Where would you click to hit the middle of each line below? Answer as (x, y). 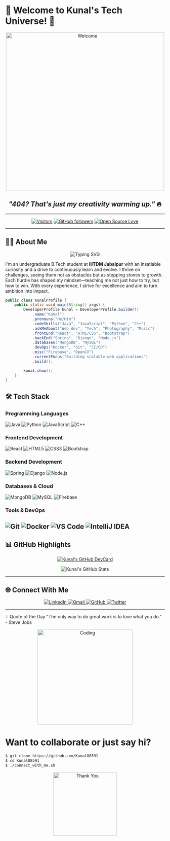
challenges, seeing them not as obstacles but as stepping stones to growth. (84, 275)
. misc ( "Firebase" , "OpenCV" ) (63, 352)
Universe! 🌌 (30, 21)
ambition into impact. (27, 291)
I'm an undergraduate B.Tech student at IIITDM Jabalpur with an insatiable (83, 264)
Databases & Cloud (29, 486)
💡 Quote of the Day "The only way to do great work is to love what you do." (83, 616)
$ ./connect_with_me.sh (30, 765)
